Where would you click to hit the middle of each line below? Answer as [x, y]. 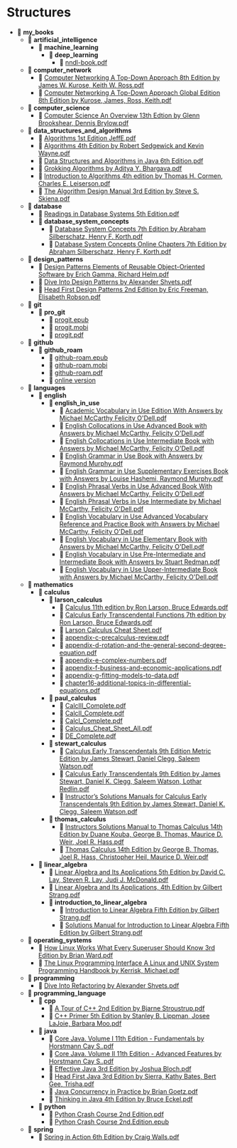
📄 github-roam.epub [78, 358]
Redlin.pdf [74, 788]
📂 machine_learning [68, 47]
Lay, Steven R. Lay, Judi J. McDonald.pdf [109, 880]
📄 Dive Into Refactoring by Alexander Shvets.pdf [109, 985]
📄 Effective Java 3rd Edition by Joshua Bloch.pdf [120, 1068]
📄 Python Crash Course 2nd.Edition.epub [109, 1122]
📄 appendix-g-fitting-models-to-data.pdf [119, 675]
